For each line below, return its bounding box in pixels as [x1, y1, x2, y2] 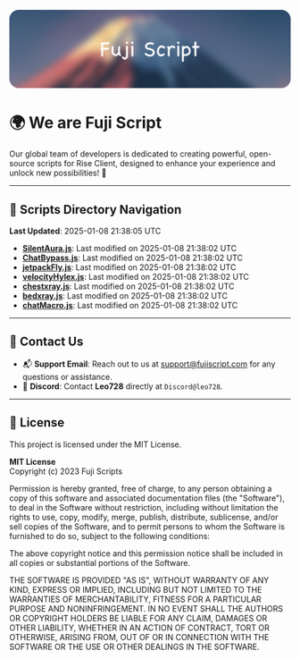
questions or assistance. [21, 371, 113, 382]
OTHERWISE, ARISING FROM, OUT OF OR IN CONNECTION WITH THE [9, 631, 270, 642]
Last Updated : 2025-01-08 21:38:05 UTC [9, 225, 162, 237]
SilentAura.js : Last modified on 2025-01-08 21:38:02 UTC [21, 243, 237, 254]
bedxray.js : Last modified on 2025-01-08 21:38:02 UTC [21, 291, 228, 301]
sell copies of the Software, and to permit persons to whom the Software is [9, 520, 286, 532]
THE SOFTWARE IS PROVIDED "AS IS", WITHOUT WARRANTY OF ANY [9, 574, 270, 586]
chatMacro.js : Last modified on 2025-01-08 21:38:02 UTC [21, 300, 238, 311]
